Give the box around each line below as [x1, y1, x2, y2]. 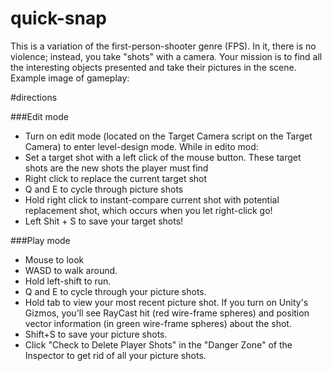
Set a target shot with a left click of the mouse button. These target [24, 151, 302, 163]
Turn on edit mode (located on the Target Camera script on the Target [24, 130, 313, 142]
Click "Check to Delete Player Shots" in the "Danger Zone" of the [24, 338, 293, 351]
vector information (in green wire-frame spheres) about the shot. [24, 317, 292, 329]
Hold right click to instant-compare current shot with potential [24, 193, 280, 206]
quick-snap [10, 7, 107, 30]
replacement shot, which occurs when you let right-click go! [24, 204, 273, 216]
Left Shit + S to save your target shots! [24, 215, 184, 227]
